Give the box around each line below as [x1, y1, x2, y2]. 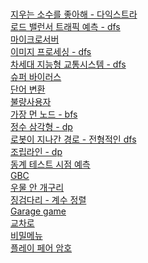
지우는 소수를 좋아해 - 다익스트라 [10, 8, 138, 20]
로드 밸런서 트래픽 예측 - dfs [10, 21, 121, 32]
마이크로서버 [10, 33, 60, 45]
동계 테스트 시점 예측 [10, 158, 91, 170]
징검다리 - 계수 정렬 [10, 194, 87, 206]
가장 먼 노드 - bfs [10, 108, 78, 120]
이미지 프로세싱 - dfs [10, 46, 92, 57]
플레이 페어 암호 [10, 242, 73, 254]
